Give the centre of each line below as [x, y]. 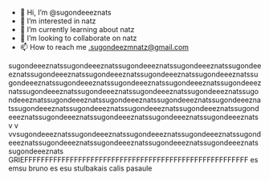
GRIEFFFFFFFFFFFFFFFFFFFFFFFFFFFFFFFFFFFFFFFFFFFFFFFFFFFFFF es [133, 160]
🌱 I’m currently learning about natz [77, 29]
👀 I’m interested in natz [58, 21]
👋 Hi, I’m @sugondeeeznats [65, 12]
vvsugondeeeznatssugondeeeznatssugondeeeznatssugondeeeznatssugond [135, 134]
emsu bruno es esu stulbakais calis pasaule [80, 168]
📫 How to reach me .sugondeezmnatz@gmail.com [104, 47]
